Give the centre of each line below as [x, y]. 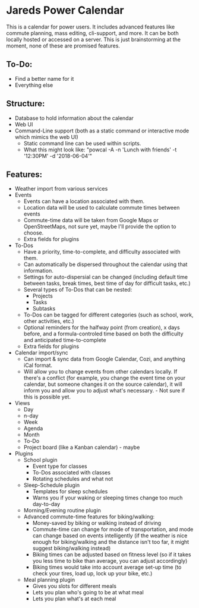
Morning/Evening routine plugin [62, 511]
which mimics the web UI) [46, 137]
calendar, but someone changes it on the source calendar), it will [103, 384]
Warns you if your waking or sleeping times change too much [108, 498]
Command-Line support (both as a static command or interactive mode [102, 131]
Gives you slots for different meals [75, 586]
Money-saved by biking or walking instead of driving [97, 523]
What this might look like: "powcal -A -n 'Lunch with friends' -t [100, 150]
